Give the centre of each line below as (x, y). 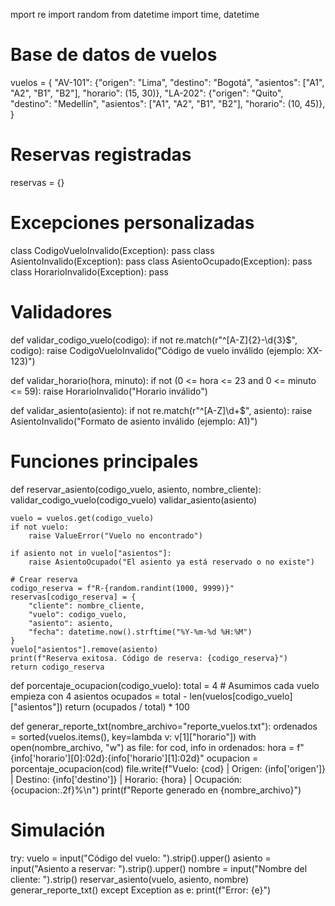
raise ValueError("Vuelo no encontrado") (115, 535)
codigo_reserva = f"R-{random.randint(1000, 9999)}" (122, 588)
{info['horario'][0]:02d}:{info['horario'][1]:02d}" (107, 758)
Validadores (61, 312)
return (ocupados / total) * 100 (127, 706)
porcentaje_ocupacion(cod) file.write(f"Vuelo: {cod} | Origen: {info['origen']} (168, 768)
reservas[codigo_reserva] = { (73, 597)
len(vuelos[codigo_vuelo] (241, 696)
